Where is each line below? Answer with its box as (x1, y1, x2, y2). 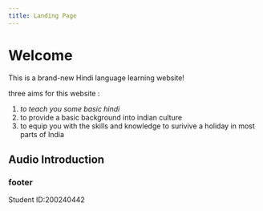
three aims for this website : (8, 88, 100, 98)
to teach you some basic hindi (19, 103, 120, 113)
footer (8, 177, 34, 188)
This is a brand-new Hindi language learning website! (8, 73, 184, 83)
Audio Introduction (8, 152, 105, 166)
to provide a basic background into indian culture (19, 112, 183, 122)
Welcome (8, 46, 73, 64)
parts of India (19, 129, 64, 139)
